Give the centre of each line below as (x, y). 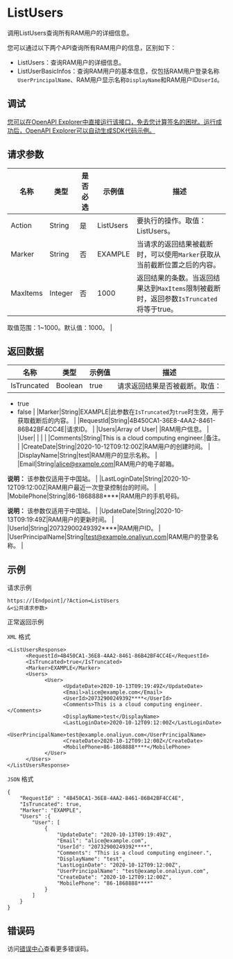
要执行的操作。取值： (171, 220)
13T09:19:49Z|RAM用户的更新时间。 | (61, 519)
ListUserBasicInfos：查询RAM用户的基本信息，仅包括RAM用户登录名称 (118, 71)
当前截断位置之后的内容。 (178, 265)
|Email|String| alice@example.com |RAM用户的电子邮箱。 (97, 464)
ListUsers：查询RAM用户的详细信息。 (71, 62)
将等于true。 (157, 309)
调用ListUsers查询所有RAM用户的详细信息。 (70, 33)
